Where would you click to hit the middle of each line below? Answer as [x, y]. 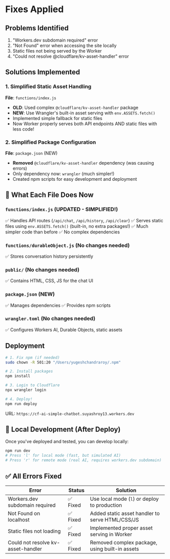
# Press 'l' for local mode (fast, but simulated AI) [63, 456]
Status [76, 490]
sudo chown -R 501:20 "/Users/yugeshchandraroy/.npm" [63, 362]
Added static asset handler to [125, 513]
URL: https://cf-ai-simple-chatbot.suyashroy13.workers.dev [70, 413]
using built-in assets [115, 549]
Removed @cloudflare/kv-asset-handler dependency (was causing [83, 163]
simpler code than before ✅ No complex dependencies [62, 232]
